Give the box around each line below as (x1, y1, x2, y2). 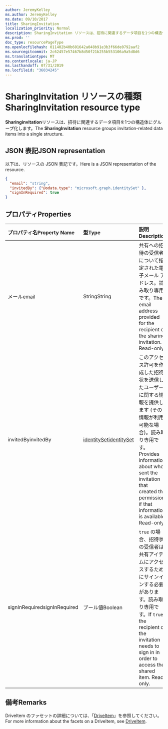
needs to (138, 642, 159, 649)
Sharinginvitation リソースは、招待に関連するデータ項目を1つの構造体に (5, 119, 153, 125)
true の (138, 528, 156, 535)
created (138, 488, 157, 495)
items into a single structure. (5, 131, 64, 137)
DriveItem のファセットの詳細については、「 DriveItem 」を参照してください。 (5, 712, 162, 718)
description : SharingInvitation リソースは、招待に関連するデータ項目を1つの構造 (5, 31, 162, 36)
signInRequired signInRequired (7, 603, 78, 610)
